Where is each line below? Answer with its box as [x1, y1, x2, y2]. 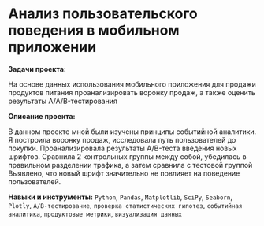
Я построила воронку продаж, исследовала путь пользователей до [8, 135, 236, 144]
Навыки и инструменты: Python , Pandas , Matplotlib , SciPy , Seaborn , [8, 192, 232, 202]
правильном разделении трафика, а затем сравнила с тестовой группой [8, 160, 253, 169]
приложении [8, 39, 97, 56]
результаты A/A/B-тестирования [8, 96, 118, 106]
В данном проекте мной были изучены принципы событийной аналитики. [8, 127, 257, 136]
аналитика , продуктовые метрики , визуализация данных [8, 209, 183, 218]
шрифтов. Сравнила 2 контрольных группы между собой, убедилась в [8, 151, 247, 161]
